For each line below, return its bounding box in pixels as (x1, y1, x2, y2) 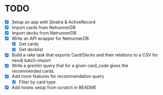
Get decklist (18, 47, 43, 53)
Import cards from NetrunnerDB (11, 25, 76, 30)
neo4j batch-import (11, 57, 51, 63)
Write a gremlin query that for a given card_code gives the (11, 63, 128, 69)
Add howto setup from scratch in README (11, 84, 97, 90)
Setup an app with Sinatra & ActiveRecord (11, 19, 96, 25)
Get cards (18, 41, 39, 47)
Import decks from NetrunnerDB (11, 30, 76, 36)
